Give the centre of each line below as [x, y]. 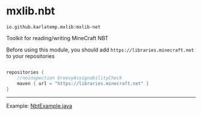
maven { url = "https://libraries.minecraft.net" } [83, 83]
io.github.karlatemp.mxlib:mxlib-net [54, 27]
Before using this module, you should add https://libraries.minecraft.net [100, 50]
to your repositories [31, 56]
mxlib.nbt [31, 11]
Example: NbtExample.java [39, 106]
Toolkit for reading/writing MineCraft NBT [57, 38]
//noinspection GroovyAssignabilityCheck [69, 78]
